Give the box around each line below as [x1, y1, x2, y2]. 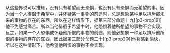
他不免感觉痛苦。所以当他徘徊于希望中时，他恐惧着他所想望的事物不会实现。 [5, 23, 165, 29]
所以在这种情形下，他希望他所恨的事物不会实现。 [5, 42, 107, 48]
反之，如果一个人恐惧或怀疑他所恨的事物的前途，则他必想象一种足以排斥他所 [5, 30, 165, 35]
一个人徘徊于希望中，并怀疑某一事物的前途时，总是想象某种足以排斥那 [14, 11, 160, 17]
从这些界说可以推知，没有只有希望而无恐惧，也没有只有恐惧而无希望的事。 [5, 5, 160, 10]
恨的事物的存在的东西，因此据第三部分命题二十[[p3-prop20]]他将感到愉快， [5, 36, 163, 42]
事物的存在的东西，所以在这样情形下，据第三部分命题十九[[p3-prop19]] [14, 17, 162, 23]
